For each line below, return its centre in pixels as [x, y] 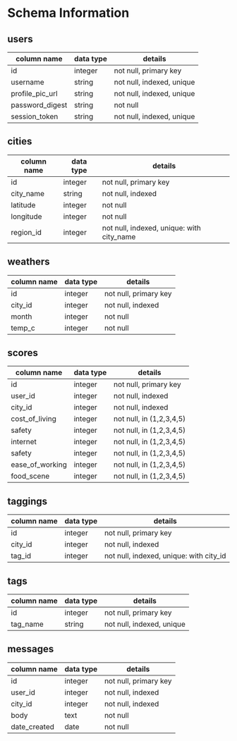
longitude [26, 216]
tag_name [27, 624]
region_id [26, 232]
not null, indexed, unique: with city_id [165, 556]
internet [24, 442]
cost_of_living [34, 419]
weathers [29, 262]
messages [31, 649]
